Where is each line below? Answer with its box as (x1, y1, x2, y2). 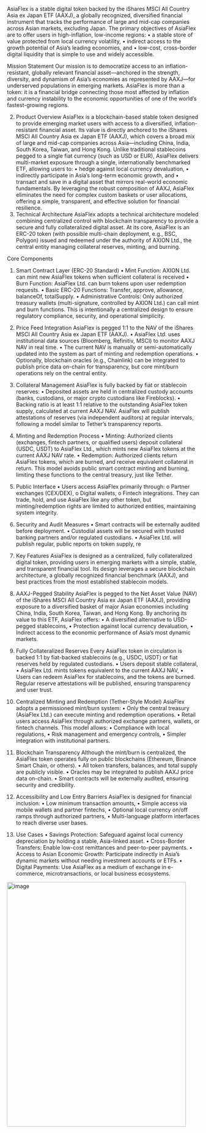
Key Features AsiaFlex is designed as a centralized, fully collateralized (15, 552, 193, 559)
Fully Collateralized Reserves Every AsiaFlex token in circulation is (15, 647, 182, 654)
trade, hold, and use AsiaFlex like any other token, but (15, 496, 152, 503)
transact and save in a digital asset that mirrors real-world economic (15, 178, 188, 185)
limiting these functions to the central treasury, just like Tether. (15, 471, 173, 479)
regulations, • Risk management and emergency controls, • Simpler (15, 730, 186, 738)
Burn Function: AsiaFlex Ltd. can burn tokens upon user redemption (15, 280, 186, 287)
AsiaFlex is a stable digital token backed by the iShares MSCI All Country (7, 5, 190, 12)
